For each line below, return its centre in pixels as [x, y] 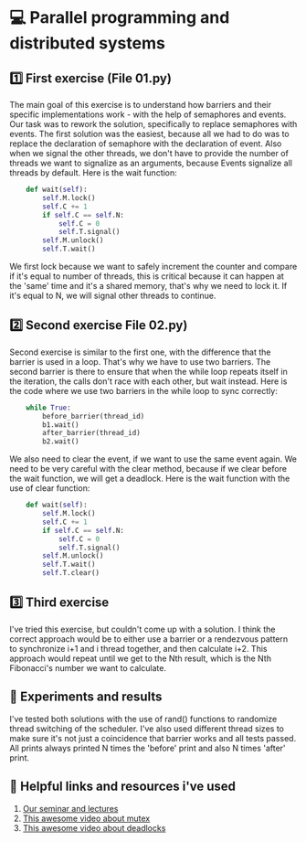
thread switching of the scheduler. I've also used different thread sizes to [147, 729]
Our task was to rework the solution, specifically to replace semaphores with [153, 124]
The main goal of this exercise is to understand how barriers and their [141, 105]
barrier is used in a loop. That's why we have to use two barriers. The [140, 361]
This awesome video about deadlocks [94, 827]
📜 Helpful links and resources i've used [122, 787]
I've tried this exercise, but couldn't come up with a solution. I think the [142, 629]
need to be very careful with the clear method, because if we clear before [148, 469]
